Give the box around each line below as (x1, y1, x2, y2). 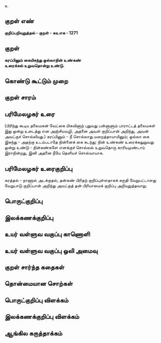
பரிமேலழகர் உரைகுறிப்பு (4, 164, 72, 173)
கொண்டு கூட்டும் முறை (4, 77, 68, 85)
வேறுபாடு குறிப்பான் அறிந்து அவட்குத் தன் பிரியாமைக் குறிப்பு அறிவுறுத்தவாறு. (4, 183, 147, 189)
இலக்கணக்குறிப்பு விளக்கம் (4, 312, 80, 321)
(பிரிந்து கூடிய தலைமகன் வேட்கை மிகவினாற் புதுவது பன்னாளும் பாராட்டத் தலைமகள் (4, 123, 156, 129)
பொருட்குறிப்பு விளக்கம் (4, 296, 69, 304)
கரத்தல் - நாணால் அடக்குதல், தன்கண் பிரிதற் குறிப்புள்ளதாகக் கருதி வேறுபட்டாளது (4, 178, 156, 183)
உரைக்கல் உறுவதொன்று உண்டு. (4, 63, 65, 68)
